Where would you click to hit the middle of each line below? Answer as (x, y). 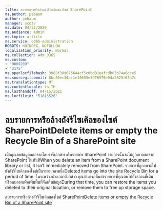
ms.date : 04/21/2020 (26, 28)
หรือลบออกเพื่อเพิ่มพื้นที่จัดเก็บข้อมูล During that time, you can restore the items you (81, 182)
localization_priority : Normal (37, 50)
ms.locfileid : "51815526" (31, 96)
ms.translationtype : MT (29, 82)
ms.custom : (16, 60)
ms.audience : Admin (25, 32)
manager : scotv (20, 23)
